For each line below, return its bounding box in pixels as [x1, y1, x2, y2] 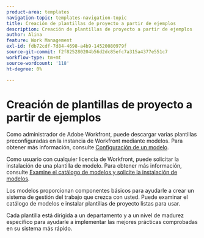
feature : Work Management [6, 37, 72, 43]
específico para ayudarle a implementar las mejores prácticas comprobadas [6, 218, 198, 226]
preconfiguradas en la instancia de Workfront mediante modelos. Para [6, 137, 183, 144]
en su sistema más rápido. [6, 225, 73, 232]
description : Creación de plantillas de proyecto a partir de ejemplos [6, 26, 192, 32]
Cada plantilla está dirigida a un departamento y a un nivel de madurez [6, 212, 184, 219]
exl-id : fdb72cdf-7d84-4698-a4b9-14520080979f [6, 43, 127, 50]
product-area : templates [6, 9, 70, 15]
